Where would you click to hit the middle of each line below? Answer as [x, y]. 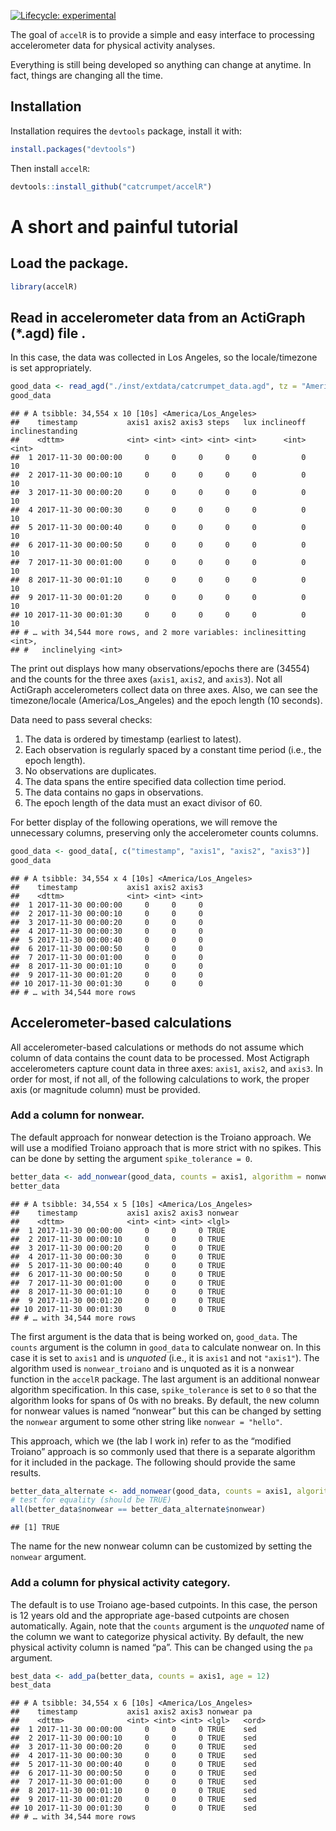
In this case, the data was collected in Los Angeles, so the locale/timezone [164, 357]
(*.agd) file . [48, 333]
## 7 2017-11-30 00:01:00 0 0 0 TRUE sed [133, 1782]
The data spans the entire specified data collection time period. [155, 781]
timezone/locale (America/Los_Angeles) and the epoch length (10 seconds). [166, 700]
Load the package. [69, 263]
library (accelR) [44, 286]
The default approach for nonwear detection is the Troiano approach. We [161, 1137]
